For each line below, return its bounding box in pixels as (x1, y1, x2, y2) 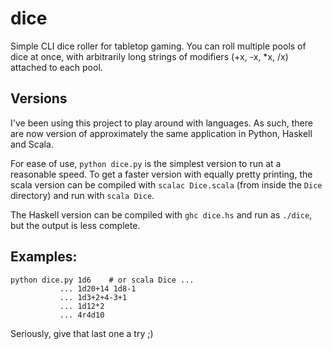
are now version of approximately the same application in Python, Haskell (10, 127, 313, 139)
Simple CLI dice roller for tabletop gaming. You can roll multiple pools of (10, 40, 307, 52)
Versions (10, 90, 68, 107)
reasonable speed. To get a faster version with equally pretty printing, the (10, 168, 313, 180)
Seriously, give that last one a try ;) (10, 327, 154, 339)
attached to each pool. (10, 61, 103, 73)
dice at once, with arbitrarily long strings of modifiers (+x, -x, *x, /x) (10, 50, 289, 62)
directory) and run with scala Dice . (10, 189, 155, 201)
